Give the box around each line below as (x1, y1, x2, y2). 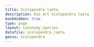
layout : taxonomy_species (5, 25, 58, 30)
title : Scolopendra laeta (5, 7, 58, 12)
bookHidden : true (5, 16, 41, 21)
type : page (5, 21, 28, 26)
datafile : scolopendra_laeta (5, 30, 65, 35)
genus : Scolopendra (5, 35, 45, 40)
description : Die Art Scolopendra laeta (5, 12, 90, 17)
